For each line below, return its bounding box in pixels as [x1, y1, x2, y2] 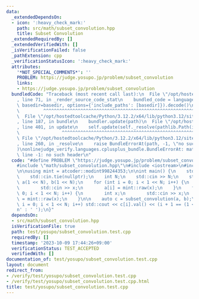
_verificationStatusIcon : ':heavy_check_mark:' [11, 58, 131, 64]
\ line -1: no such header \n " [17, 152, 92, 157]
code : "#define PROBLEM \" [11, 157, 78, 163]
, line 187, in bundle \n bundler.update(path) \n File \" [17, 119, 171, 125]
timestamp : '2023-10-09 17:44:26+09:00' [11, 240, 113, 246]
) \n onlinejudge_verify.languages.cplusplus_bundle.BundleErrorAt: [17, 146, 184, 152]
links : [17, 81, 33, 86]
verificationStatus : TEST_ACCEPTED [11, 245, 99, 252]
